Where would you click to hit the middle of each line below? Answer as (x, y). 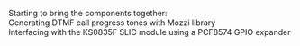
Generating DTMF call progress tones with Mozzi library (112, 23)
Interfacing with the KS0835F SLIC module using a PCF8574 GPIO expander (150, 32)
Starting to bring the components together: (88, 13)
